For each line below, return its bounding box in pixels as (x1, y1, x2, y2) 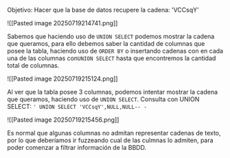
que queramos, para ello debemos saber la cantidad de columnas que (7, 40, 205, 47)
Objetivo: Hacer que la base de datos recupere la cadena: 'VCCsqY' (7, 6, 199, 14)
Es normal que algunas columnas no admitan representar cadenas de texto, (7, 129, 221, 137)
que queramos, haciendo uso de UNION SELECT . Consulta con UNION (7, 95, 200, 103)
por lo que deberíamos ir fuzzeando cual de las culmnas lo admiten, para (7, 136, 214, 144)
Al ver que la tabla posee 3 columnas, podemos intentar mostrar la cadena (7, 88, 218, 96)
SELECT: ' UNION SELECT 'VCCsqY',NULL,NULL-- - (7, 103, 148, 110)
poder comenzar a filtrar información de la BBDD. (7, 144, 146, 151)
